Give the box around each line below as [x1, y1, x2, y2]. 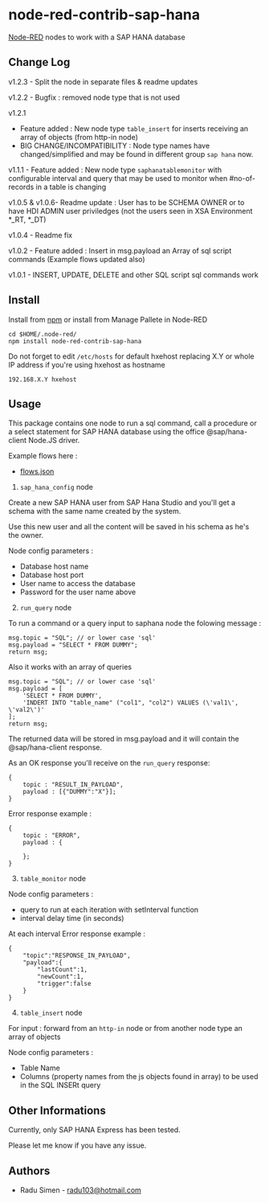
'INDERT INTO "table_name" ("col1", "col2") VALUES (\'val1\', [22, 699, 239, 707]
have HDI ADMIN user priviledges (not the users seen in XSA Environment [8, 206, 253, 216]
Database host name [19, 561, 89, 572]
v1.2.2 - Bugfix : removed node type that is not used [8, 92, 181, 102]
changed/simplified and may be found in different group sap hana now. [19, 149, 254, 158]
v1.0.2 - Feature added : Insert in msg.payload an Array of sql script [8, 245, 232, 255]
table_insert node [19, 1008, 83, 1018]
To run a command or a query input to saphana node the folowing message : [8, 618, 262, 628]
